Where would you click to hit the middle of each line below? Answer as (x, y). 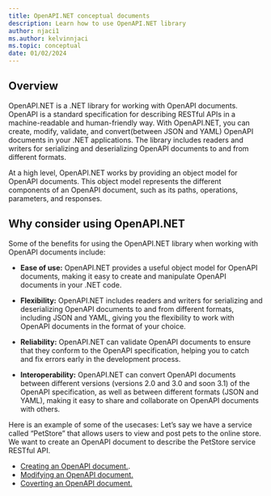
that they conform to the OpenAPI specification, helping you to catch (134, 350)
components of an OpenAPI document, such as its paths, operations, (123, 190)
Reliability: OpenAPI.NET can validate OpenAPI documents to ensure (135, 342)
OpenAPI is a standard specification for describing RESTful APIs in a (122, 114)
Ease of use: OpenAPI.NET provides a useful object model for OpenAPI (139, 267)
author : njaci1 (34, 31)
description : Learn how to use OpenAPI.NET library (97, 23)
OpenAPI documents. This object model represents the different (115, 181)
